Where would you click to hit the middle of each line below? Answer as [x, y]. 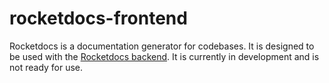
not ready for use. [46, 67]
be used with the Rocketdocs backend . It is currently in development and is [164, 56]
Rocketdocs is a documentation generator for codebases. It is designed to [162, 46]
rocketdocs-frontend [98, 18]
